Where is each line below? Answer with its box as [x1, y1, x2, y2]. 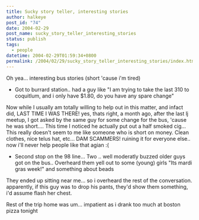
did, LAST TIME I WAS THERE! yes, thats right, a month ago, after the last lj [6, 110, 188, 117]
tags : [6, 42, 20, 48]
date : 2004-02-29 [6, 25, 49, 31]
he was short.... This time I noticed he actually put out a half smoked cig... [6, 122, 187, 130]
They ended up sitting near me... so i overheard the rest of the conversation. [6, 177, 192, 184]
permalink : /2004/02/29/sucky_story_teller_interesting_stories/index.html [6, 58, 197, 64]
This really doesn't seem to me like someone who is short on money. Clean [6, 128, 190, 136]
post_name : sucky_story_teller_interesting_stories [6, 31, 136, 37]
